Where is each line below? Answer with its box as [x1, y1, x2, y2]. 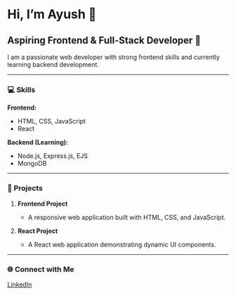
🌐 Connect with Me [7, 264, 75, 274]
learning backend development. [7, 60, 100, 69]
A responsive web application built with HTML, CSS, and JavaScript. [27, 213, 226, 221]
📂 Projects [7, 183, 44, 193]
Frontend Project [17, 199, 68, 208]
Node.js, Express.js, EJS [17, 152, 88, 160]
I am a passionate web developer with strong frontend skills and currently [7, 53, 220, 61]
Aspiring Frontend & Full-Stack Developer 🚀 [7, 34, 202, 46]
